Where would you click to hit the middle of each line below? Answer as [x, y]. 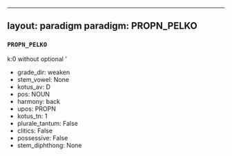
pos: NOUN [33, 94]
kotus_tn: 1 [32, 116]
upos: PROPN [37, 109]
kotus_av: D [33, 87]
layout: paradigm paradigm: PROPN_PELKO [103, 26]
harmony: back [39, 101]
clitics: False [35, 131]
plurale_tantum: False [47, 123]
